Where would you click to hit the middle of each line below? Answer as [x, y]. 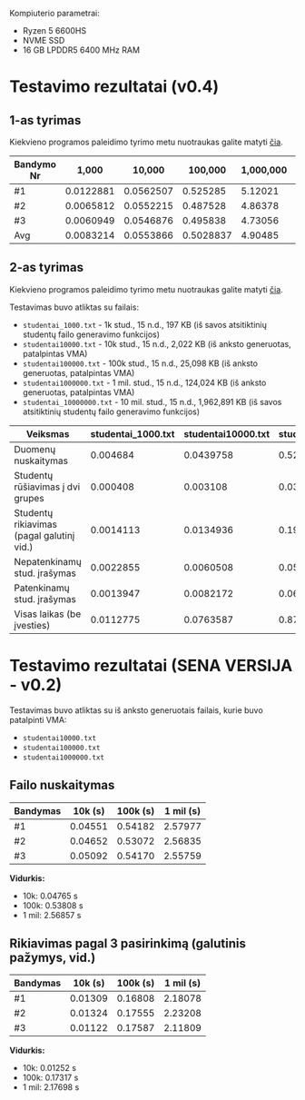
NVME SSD [44, 40]
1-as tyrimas [45, 120]
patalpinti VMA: [38, 719]
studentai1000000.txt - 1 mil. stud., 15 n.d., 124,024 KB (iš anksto [144, 382]
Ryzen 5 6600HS [54, 30]
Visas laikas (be [48, 614]
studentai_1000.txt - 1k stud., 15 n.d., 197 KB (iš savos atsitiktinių [145, 324]
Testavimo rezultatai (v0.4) [114, 87]
